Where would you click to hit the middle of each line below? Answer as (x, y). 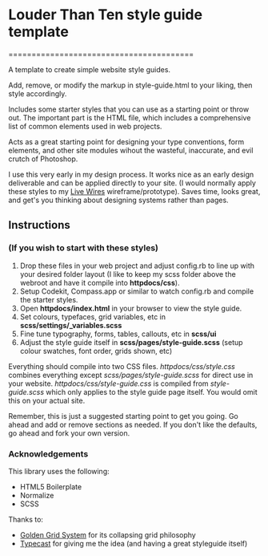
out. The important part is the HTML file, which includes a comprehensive (130, 117)
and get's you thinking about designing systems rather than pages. (119, 200)
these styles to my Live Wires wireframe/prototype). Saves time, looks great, (134, 191)
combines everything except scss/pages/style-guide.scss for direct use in (131, 375)
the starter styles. (49, 299)
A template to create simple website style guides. (89, 69)
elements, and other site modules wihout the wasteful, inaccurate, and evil (131, 150)
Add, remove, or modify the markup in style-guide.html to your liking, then (130, 85)
